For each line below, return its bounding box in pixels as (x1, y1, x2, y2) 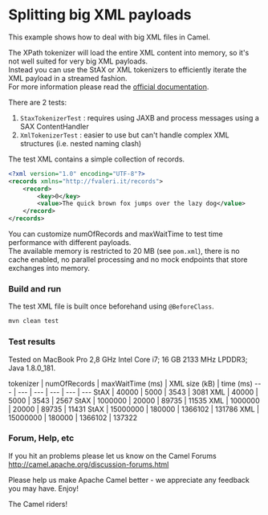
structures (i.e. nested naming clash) (19, 138, 142, 148)
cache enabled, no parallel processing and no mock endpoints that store (8, 255, 248, 264)
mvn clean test (8, 317, 59, 325)
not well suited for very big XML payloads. (8, 56, 148, 66)
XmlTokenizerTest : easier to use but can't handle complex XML (19, 130, 230, 140)
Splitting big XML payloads (8, 6, 192, 24)
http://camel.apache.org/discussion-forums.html (8, 460, 169, 469)
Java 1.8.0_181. (8, 363, 56, 373)
